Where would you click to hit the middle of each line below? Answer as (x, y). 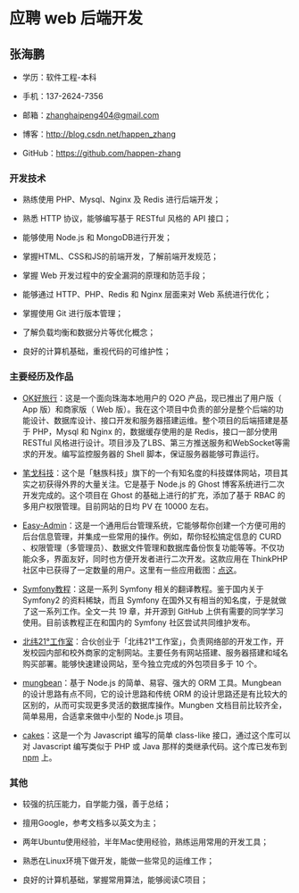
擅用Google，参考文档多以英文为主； (90, 822)
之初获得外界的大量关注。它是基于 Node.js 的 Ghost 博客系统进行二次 (158, 484)
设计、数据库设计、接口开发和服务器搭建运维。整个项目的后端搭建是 (155, 420)
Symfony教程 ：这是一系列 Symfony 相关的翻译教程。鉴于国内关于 (143, 588)
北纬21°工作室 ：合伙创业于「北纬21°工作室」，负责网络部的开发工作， (149, 641)
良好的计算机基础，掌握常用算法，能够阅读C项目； (115, 880)
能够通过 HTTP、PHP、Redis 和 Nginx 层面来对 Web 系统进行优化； (147, 295)
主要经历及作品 (42, 377)
